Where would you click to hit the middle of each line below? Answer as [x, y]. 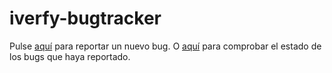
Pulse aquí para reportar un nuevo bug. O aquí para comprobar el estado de [165, 46]
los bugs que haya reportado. [70, 56]
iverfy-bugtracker [85, 18]
